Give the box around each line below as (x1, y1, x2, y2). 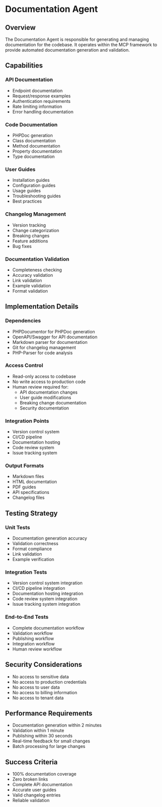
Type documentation (12, 153, 55, 160)
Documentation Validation (5, 255, 69, 262)
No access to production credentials (12, 679, 87, 685)
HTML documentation (12, 479, 57, 485)
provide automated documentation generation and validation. (5, 47, 130, 53)
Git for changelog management (12, 344, 76, 350)
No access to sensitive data (12, 673, 69, 679)
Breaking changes (12, 233, 50, 239)
